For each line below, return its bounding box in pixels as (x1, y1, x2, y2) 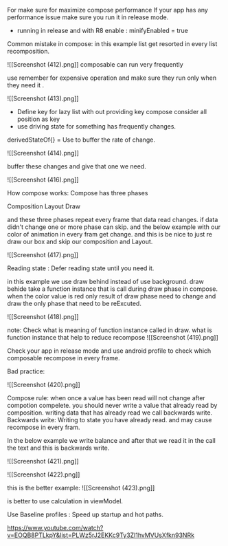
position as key (16, 115, 60, 123)
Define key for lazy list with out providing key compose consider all (16, 108, 207, 116)
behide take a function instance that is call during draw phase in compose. (7, 285, 218, 293)
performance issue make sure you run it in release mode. (7, 13, 169, 21)
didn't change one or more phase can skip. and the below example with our (7, 223, 221, 231)
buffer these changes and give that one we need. (7, 162, 146, 171)
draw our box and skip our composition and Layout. (7, 237, 153, 245)
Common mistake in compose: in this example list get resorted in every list (7, 40, 218, 47)
